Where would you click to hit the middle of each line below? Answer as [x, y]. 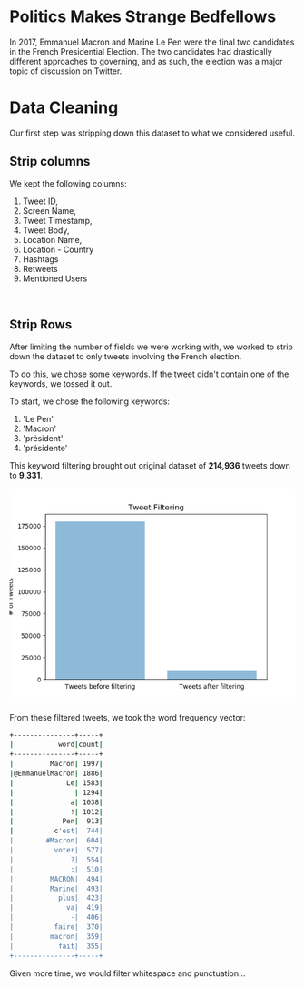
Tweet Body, [46, 230]
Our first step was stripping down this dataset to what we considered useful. [152, 133]
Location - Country [58, 249]
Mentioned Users [55, 278]
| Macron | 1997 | [56, 764]
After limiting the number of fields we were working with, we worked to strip [151, 347]
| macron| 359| [56, 936]
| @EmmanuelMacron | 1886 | [56, 773]
